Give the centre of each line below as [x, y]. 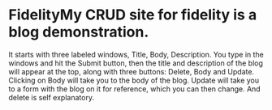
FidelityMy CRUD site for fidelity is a [133, 15]
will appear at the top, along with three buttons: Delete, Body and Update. [131, 71]
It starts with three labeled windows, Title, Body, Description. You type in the [136, 54]
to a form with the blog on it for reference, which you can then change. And [135, 89]
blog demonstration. [79, 32]
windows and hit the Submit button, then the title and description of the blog [136, 63]
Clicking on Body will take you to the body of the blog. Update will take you [134, 80]
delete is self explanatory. [52, 97]
